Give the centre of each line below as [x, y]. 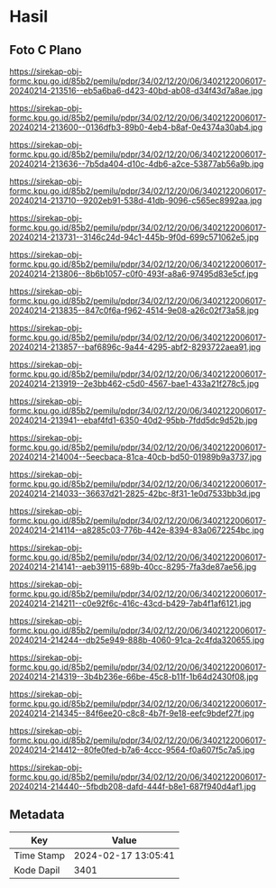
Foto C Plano [46, 50]
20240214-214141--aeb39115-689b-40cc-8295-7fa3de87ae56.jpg [133, 567]
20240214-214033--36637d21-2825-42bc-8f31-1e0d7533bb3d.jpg [135, 494]
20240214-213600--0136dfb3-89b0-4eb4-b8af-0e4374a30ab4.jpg [136, 127]
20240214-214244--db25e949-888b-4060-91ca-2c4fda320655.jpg [137, 640]
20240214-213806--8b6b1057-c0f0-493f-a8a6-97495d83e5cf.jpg [134, 274]
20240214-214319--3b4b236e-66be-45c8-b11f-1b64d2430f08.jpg [134, 677]
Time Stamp [40, 856]
